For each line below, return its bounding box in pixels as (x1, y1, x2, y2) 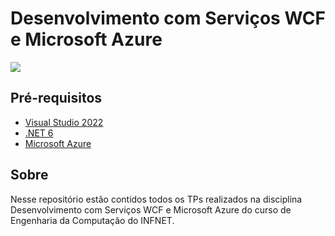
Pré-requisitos (10, 90, 103, 107)
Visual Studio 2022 (24, 116, 104, 128)
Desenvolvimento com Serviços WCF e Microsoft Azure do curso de (10, 203, 292, 216)
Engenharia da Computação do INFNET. (10, 214, 175, 226)
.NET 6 (24, 127, 54, 139)
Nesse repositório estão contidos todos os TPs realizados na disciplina (10, 193, 303, 205)
